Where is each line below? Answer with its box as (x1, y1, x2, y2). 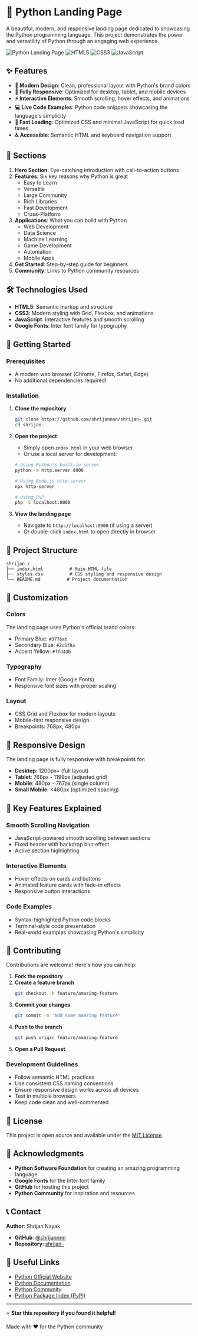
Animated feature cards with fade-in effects (14, 881, 121, 889)
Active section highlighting (14, 847, 80, 854)
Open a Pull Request (14, 1045, 66, 1052)
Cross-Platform (23, 210, 61, 218)
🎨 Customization (6, 593, 68, 603)
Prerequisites (6, 357, 45, 365)
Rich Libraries (23, 198, 57, 205)
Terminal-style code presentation (14, 922, 96, 929)
